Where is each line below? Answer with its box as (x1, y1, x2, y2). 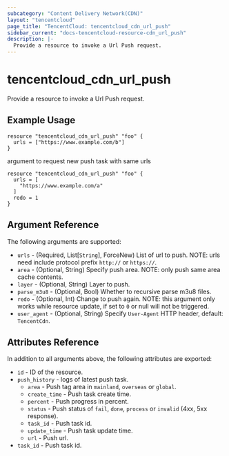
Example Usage (7, 114, 76, 126)
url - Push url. (27, 434, 69, 442)
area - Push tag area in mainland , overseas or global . (27, 383, 177, 391)
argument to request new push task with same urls (7, 156, 152, 165)
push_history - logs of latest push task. (17, 375, 129, 384)
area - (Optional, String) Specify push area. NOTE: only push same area (17, 265, 221, 273)
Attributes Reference (7, 336, 99, 348)
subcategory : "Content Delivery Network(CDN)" (7, 10, 143, 17)
